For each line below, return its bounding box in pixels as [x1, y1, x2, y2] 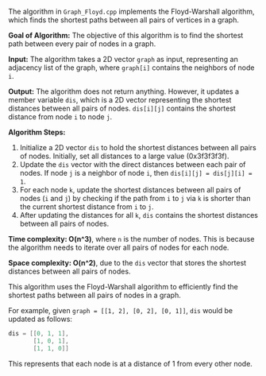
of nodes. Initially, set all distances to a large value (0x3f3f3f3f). [19, 151, 229, 161]
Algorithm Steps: [8, 127, 66, 137]
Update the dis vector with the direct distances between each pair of [19, 160, 246, 169]
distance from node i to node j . [8, 112, 113, 122]
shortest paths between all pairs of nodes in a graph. [8, 290, 181, 300]
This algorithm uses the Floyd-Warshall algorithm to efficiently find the [8, 282, 238, 291]
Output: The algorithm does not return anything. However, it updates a [8, 87, 240, 96]
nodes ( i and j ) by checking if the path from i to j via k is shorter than [19, 194, 251, 203]
